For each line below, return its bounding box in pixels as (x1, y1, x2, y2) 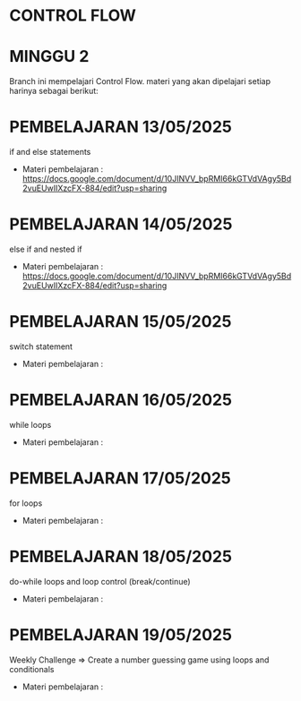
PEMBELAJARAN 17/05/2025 (9, 468, 231, 489)
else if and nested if (9, 244, 82, 254)
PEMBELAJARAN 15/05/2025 (9, 312, 232, 332)
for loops (9, 498, 43, 509)
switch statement (9, 341, 73, 352)
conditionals (9, 663, 55, 674)
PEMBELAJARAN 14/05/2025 (9, 214, 233, 235)
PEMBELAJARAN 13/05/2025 (9, 117, 233, 137)
